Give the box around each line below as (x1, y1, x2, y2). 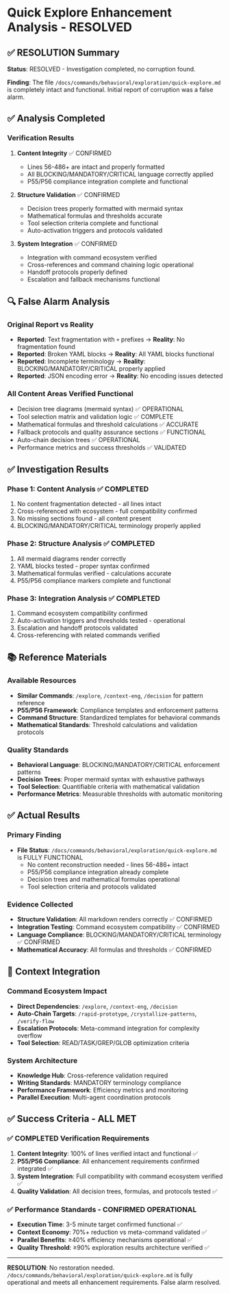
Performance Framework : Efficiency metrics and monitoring (16, 1086, 188, 1094)
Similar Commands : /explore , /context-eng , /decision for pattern (16, 691, 203, 700)
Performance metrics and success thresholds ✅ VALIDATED (16, 443, 187, 451)
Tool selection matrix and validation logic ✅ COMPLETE (16, 412, 174, 420)
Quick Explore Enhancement (7, 5, 172, 21)
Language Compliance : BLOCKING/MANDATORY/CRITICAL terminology (16, 930, 222, 939)
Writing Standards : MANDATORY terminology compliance (16, 1078, 181, 1086)
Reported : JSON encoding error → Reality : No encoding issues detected (16, 372, 223, 380)
